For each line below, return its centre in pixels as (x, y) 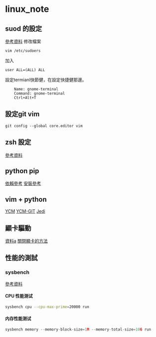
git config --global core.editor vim (44, 126)
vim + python (26, 199)
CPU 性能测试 (19, 296)
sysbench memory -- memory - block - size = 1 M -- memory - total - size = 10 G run (78, 330)
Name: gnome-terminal (36, 89)
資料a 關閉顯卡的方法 (26, 241)
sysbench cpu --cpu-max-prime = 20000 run (47, 307)
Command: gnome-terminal (39, 94)
